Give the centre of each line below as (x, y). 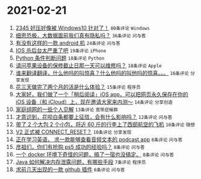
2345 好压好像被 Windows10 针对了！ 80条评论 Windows (82, 28)
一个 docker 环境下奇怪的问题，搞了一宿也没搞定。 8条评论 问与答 (94, 154)
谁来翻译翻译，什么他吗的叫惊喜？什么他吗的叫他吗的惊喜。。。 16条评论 (102, 73)
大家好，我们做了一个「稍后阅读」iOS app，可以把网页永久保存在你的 (102, 94)
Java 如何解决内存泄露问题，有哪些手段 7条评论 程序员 (81, 162)
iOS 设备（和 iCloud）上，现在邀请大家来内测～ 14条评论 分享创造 (94, 102)
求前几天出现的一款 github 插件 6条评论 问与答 (70, 169)
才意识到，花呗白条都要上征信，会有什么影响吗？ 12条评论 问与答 (94, 117)
